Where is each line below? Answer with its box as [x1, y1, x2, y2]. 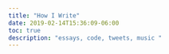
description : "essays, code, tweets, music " [8, 33, 162, 42]
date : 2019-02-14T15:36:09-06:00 [8, 19, 120, 27]
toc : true [8, 26, 41, 34]
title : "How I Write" [8, 11, 81, 20]
